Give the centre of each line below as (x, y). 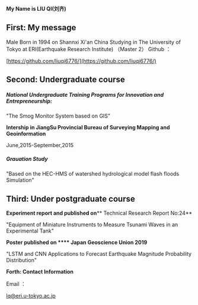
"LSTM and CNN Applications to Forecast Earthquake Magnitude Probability (99, 253)
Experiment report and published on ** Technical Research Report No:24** (99, 213)
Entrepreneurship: (29, 101)
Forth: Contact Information (40, 271)
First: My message (41, 28)
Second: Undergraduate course (66, 80)
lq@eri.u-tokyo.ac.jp (31, 296)
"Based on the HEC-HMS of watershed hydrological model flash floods (93, 174)
